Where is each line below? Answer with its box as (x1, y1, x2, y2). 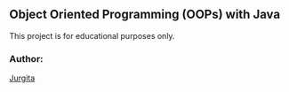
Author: (9, 52, 44, 65)
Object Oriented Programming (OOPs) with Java (9, 7, 281, 22)
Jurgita (9, 73, 36, 83)
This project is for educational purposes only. (9, 30, 175, 41)
